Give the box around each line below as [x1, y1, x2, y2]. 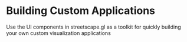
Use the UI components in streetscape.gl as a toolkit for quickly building [6, 23, 181, 30]
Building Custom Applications [6, 4, 155, 17]
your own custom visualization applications [6, 29, 111, 36]
